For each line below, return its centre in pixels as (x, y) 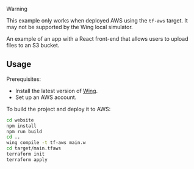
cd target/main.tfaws (34, 148)
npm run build (24, 131)
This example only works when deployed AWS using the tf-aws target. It (97, 20)
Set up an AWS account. (46, 97)
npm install (21, 126)
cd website (20, 120)
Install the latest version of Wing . (56, 91)
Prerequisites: (24, 79)
